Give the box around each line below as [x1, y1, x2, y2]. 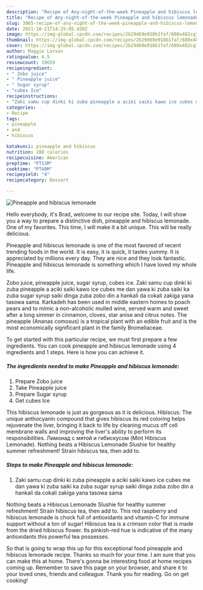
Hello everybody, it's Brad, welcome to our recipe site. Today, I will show [6, 211, 187, 218]
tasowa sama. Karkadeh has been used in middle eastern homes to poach [6, 299, 190, 305]
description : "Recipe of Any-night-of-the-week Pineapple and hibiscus [6, 8, 190, 15]
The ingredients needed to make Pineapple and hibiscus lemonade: [6, 362, 179, 369]
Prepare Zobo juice [14, 377, 63, 384]
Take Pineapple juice [14, 384, 67, 391]
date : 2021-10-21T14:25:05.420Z [6, 25, 88, 32]
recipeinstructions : [6, 93, 59, 99]
